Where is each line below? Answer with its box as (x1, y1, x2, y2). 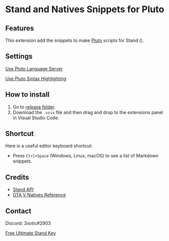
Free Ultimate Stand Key (5, 230, 56, 236)
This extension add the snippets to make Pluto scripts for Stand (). (5, 37, 144, 43)
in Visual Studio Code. (12, 115, 60, 121)
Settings (5, 52, 33, 61)
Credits (5, 173, 30, 181)
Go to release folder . (12, 103, 56, 110)
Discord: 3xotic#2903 (5, 220, 51, 226)
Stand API (12, 186, 34, 193)
